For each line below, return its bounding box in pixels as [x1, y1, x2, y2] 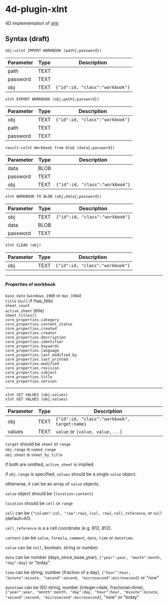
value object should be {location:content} [5, 491, 94, 497]
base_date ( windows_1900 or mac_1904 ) [5, 292, 81, 298]
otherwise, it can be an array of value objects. [5, 480, 100, 487]
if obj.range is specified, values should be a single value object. [5, 471, 137, 477]
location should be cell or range [5, 500, 73, 506]
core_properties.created [5, 326, 57, 331]
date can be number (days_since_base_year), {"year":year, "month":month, [5, 554, 162, 560]
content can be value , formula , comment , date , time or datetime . [5, 535, 134, 541]
